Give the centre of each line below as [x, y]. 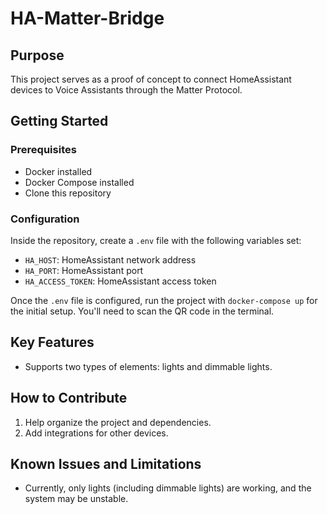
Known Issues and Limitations [106, 464]
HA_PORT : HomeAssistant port [84, 270]
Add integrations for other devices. [96, 433]
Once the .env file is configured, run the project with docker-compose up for [164, 300]
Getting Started [59, 121]
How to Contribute [69, 398]
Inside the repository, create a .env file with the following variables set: [156, 240]
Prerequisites [43, 150]
